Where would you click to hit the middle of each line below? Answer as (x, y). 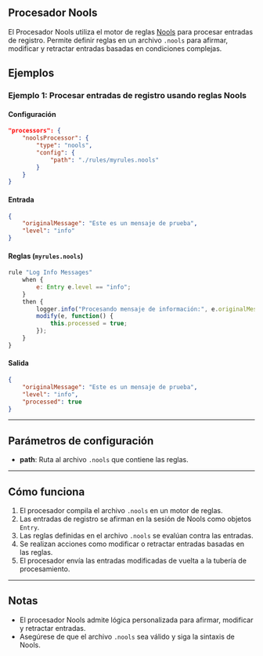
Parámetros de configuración (81, 441)
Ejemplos (31, 73)
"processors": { (34, 131)
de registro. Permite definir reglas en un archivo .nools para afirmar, (118, 40)
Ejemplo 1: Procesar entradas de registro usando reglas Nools (127, 96)
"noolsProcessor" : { (56, 138)
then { (33, 301)
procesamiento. (45, 569)
